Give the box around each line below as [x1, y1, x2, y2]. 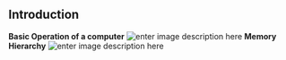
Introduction [8, 7, 80, 22]
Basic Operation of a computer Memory [8, 30, 277, 41]
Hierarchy [8, 40, 47, 51]
